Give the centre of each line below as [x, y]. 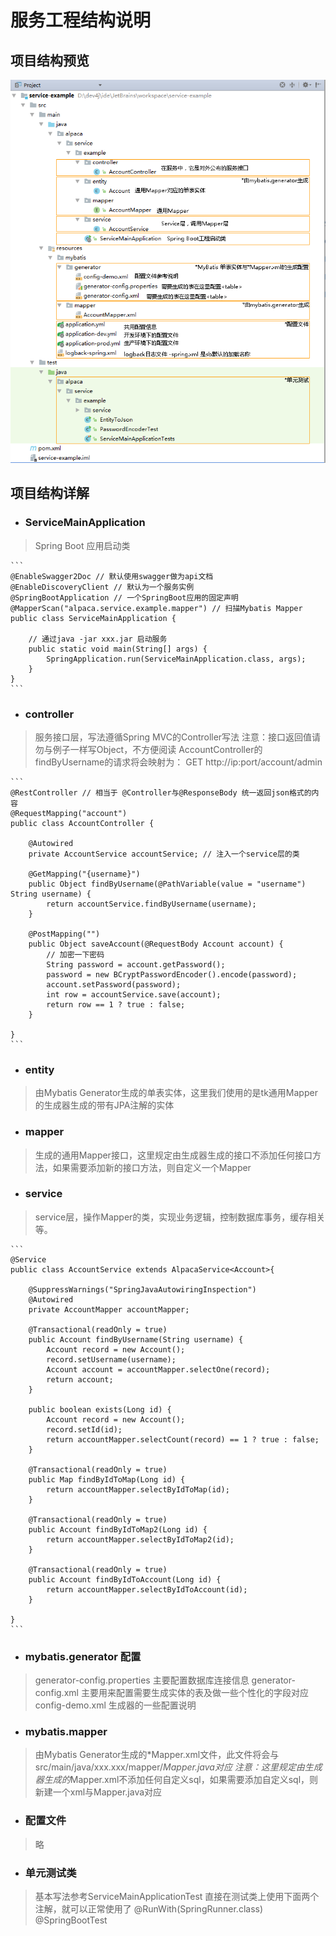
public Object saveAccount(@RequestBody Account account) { [156, 944]
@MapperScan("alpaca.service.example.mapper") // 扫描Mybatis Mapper [156, 608]
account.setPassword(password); [114, 984]
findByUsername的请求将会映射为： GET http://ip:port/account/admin [178, 762]
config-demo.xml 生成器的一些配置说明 [115, 1705]
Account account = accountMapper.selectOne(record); [158, 1369]
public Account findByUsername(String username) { [136, 1339]
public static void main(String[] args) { [118, 649]
